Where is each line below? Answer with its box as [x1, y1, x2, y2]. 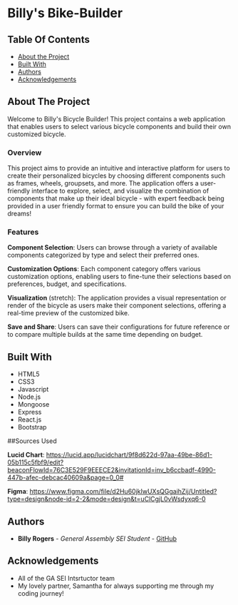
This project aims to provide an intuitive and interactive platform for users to [7, 164, 230, 173]
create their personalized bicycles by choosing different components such [7, 171, 226, 180]
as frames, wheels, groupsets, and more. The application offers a [7, 179, 199, 188]
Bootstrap [17, 423, 47, 432]
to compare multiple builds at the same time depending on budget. [7, 330, 203, 339]
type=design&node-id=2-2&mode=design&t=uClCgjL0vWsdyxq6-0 [7, 494, 206, 504]
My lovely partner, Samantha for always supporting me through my [17, 581, 214, 590]
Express [17, 408, 42, 417]
